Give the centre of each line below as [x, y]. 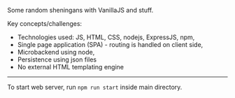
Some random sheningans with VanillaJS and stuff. [80, 10]
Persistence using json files [57, 59]
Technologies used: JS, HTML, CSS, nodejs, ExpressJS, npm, [106, 37]
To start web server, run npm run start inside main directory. [95, 87]
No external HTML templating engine [71, 67]
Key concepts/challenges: [45, 23]
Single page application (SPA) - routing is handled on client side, [110, 44]
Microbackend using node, [56, 52]
